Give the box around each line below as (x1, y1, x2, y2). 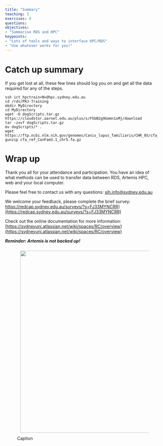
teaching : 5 (5, 12, 29, 17)
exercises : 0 (5, 16, 32, 21)
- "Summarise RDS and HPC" (5, 30, 60, 34)
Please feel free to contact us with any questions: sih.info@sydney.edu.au (5, 189, 153, 195)
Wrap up (5, 153, 40, 164)
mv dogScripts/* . (5, 124, 42, 129)
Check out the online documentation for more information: (5, 218, 121, 224)
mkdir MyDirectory (5, 103, 42, 108)
